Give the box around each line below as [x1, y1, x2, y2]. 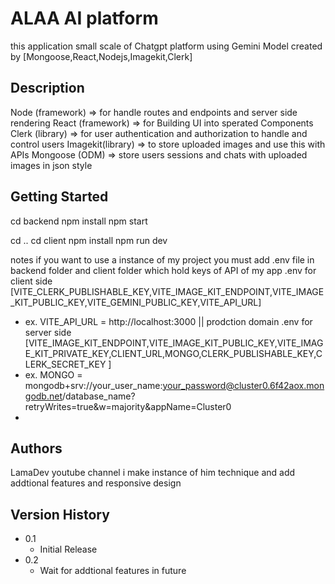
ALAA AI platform [10, 7, 159, 30]
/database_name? [61, 390, 136, 402]
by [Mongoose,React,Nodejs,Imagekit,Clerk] [10, 50, 193, 62]
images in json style [10, 159, 93, 171]
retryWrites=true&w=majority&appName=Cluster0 [24, 400, 232, 412]
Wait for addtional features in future [39, 565, 187, 577]
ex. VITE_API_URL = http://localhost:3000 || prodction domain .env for [24, 315, 313, 327]
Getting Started [10, 188, 109, 206]
